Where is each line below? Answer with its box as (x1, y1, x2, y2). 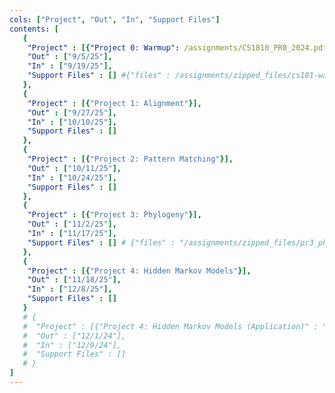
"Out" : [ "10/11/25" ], (27, 163, 122, 173)
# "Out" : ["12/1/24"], (22, 331, 127, 341)
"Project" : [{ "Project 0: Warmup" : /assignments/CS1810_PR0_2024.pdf (27, 42, 328, 53)
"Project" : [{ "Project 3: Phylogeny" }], (27, 210, 202, 220)
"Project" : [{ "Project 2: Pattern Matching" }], (27, 154, 234, 164)
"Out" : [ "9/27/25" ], (27, 107, 117, 118)
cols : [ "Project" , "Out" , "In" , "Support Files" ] (9, 14, 221, 25)
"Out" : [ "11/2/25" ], (27, 219, 117, 230)
